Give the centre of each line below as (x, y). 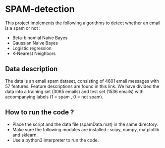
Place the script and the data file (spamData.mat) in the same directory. (85, 124)
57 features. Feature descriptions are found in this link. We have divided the (82, 86)
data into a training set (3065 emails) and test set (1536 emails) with (74, 91)
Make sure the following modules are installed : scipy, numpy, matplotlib (86, 129)
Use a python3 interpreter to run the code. (55, 140)
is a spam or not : (23, 28)
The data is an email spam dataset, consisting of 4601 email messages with (82, 81)
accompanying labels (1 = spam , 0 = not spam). (54, 97)
